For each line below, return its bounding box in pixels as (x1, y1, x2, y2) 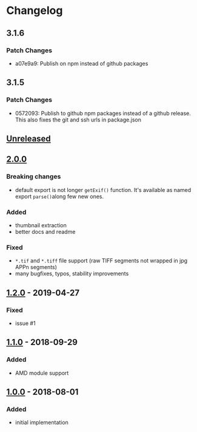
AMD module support (15, 369, 69, 377)
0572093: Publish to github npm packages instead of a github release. (15, 109, 191, 117)
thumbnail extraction (15, 221, 67, 228)
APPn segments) (15, 264, 58, 271)
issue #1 (15, 320, 36, 327)
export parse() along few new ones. (15, 193, 104, 200)
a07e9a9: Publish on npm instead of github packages (15, 60, 149, 67)
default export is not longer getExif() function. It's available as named (15, 186, 192, 193)
